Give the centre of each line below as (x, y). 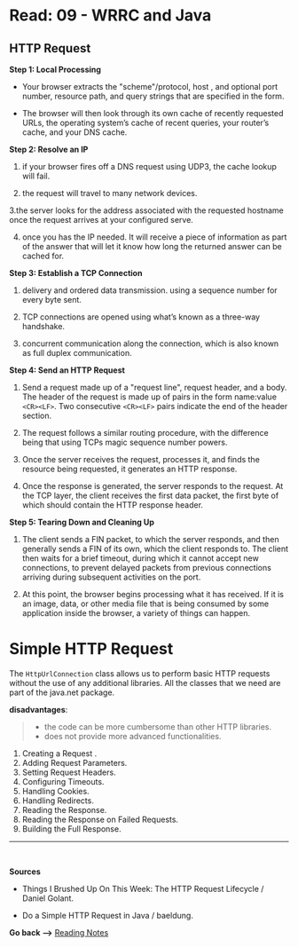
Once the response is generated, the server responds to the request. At (153, 486)
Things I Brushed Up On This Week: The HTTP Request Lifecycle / (143, 888)
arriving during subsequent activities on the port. (111, 577)
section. (37, 415)
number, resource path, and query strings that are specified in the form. (153, 96)
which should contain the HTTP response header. (113, 505)
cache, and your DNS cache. (74, 132)
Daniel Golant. (47, 898)
